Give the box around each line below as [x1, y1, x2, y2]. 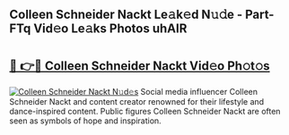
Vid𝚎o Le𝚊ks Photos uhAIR [32, 21, 188, 37]
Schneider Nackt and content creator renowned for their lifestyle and [9, 97, 265, 106]
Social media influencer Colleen [140, 87, 258, 97]
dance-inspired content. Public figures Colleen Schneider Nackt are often [9, 106, 281, 116]
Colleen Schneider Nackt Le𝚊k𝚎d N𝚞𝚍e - [9, 7, 243, 22]
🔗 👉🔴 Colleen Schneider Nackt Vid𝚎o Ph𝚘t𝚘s [9, 58, 271, 73]
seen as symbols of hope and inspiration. [9, 115, 162, 126]
